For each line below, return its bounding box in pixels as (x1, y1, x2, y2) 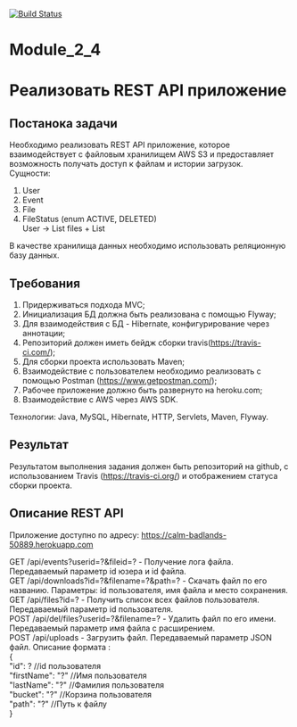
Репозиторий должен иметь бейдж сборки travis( (21, 337, 211, 348)
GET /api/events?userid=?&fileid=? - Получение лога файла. (9, 556, 234, 566)
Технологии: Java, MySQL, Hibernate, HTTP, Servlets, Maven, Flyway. (9, 411, 269, 422)
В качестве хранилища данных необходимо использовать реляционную (9, 241, 286, 252)
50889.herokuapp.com (9, 539, 94, 549)
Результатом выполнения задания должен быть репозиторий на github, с (9, 460, 289, 472)
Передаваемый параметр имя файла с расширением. (9, 623, 216, 633)
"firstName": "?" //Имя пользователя (9, 670, 147, 681)
